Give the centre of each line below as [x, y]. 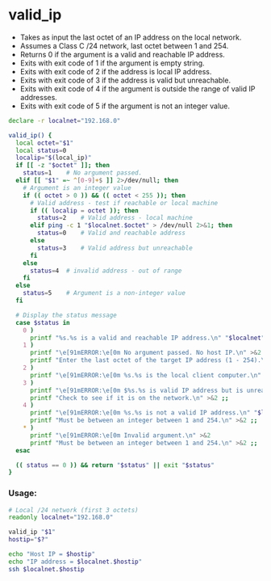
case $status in [43, 322]
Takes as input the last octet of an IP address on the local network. [131, 37]
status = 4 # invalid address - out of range [106, 271]
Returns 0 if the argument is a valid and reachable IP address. [123, 54]
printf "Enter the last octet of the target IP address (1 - [135, 360]
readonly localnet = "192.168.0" [61, 518]
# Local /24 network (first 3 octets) [73, 510]
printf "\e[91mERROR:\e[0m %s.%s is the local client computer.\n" [146, 375]
